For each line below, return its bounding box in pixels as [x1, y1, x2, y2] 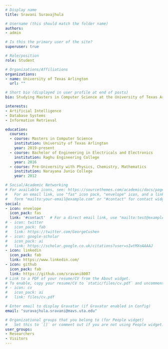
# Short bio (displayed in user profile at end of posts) [5, 90, 128, 95]
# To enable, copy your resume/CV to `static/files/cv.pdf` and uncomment [5, 281, 164, 286]
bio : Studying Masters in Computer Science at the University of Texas [5, 95, 157, 100]
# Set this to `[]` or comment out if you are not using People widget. [5, 322, 164, 327]
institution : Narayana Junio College [14, 169, 93, 174]
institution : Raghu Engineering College [14, 155, 99, 160]
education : [5, 127, 28, 132]
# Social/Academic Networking [5, 183, 68, 188]
